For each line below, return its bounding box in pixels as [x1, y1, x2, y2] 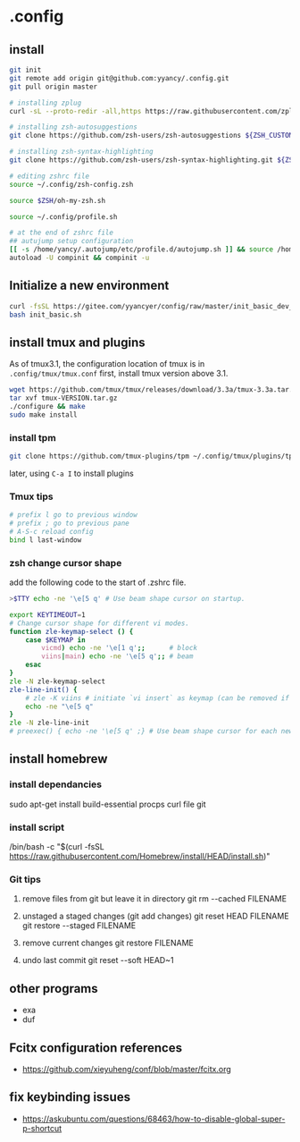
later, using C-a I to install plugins [9, 468, 134, 478]
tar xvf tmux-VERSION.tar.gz [9, 393, 118, 403]
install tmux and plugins [9, 334, 146, 350]
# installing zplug [9, 98, 82, 107]
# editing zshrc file [9, 172, 90, 181]
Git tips [9, 873, 42, 885]
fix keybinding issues [9, 1089, 131, 1105]
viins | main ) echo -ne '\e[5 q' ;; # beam [41, 652, 194, 661]
